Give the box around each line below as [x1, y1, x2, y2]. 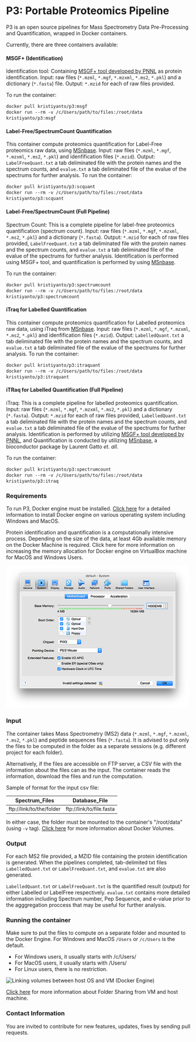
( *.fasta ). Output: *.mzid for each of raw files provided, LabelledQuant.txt [6, 412, 187, 419]
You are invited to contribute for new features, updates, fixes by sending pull [6, 1023, 191, 1030]
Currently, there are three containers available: [6, 41, 118, 48]
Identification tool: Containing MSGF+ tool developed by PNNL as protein [6, 67, 183, 75]
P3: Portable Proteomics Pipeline [6, 4, 170, 18]
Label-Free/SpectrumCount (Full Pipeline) [6, 208, 110, 215]
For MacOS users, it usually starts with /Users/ [14, 959, 127, 966]
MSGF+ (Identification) [6, 55, 63, 62]
